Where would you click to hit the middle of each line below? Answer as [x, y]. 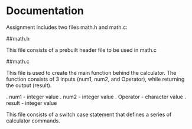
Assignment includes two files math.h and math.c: [67, 27]
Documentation [45, 11]
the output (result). [29, 85]
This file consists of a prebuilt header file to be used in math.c [81, 50]
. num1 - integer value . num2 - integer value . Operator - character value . [96, 97]
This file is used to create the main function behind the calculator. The [91, 72]
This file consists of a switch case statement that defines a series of [89, 114]
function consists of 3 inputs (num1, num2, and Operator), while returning [95, 79]
